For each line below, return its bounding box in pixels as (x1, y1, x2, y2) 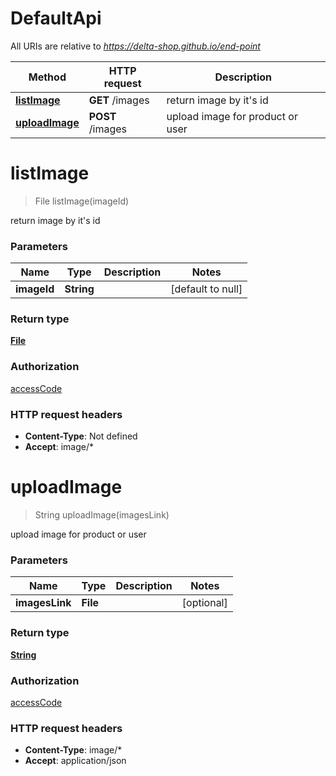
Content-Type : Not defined (24, 430, 138, 442)
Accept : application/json (24, 755, 127, 767)
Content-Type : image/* (24, 744, 123, 756)
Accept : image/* (24, 441, 94, 453)
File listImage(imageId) (34, 195, 130, 207)
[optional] (181, 596, 228, 610)
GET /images (88, 93, 150, 107)
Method (28, 70, 67, 84)
